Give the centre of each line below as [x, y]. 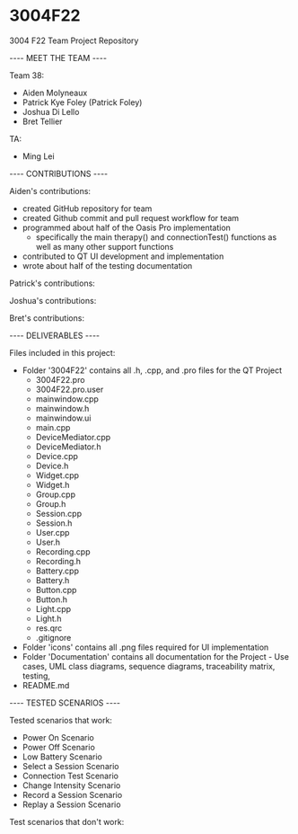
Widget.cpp [57, 475]
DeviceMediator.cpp [73, 437]
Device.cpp [57, 456]
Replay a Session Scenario [71, 804]
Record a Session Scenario [72, 794]
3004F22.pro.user [70, 389]
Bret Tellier [42, 121]
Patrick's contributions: [53, 283]
